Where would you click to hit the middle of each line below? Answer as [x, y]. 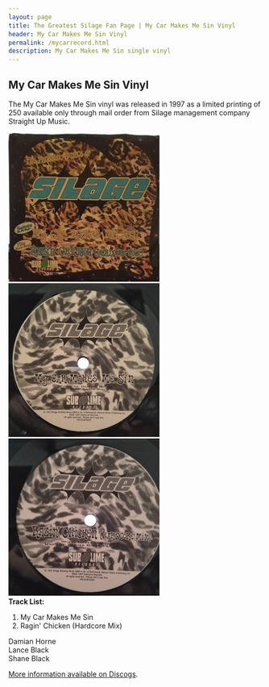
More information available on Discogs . [73, 674]
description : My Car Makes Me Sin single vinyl [90, 51]
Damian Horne [32, 642]
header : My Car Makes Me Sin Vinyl [68, 34]
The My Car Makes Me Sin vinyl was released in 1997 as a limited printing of [134, 104]
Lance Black [29, 650]
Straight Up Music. [39, 121]
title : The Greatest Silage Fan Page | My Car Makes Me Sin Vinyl [122, 25]
